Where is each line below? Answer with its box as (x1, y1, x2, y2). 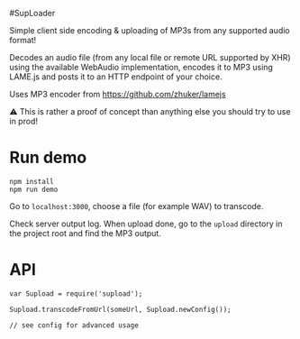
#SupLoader (9, 8, 56, 18)
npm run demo (9, 185, 59, 194)
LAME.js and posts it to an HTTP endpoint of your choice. (9, 71, 223, 82)
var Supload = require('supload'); (9, 289, 143, 298)
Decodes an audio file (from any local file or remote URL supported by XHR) (9, 52, 291, 62)
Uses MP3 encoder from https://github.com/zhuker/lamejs (9, 89, 227, 99)
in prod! (9, 116, 39, 126)
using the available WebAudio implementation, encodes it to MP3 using (9, 62, 273, 72)
